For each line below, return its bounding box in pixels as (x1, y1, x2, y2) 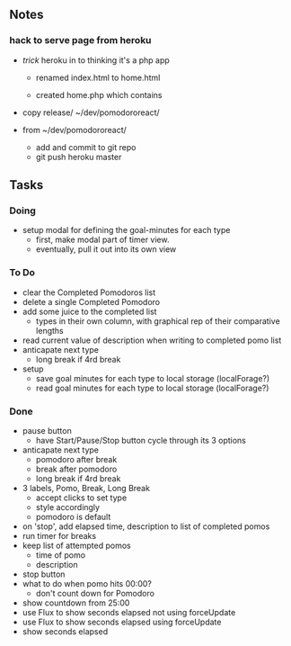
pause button (22, 425, 72, 435)
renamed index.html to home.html (35, 72, 161, 83)
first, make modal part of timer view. (35, 234, 170, 246)
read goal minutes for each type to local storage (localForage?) (35, 382, 269, 393)
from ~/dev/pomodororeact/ (22, 124, 128, 135)
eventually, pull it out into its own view (35, 244, 177, 255)
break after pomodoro (35, 463, 118, 474)
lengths (35, 325, 65, 336)
